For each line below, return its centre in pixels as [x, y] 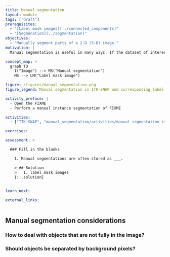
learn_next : [18, 191]
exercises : [17, 131]
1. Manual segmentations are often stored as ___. [69, 158]
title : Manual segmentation [35, 10]
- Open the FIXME [28, 103]
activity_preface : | [27, 99]
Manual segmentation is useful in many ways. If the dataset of [79, 52]
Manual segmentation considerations [66, 221]
